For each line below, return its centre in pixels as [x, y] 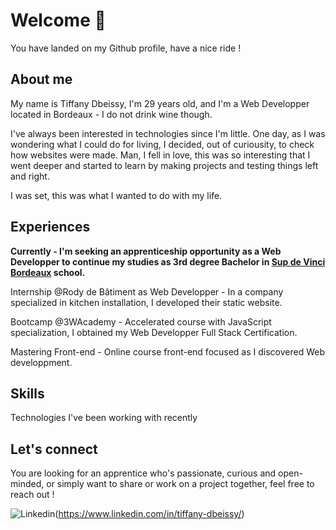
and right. [30, 176]
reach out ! [32, 495]
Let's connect [54, 449]
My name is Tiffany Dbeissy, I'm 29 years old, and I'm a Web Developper [160, 103]
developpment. [41, 362]
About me [41, 79]
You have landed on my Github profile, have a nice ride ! [126, 48]
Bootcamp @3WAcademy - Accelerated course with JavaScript [141, 321]
